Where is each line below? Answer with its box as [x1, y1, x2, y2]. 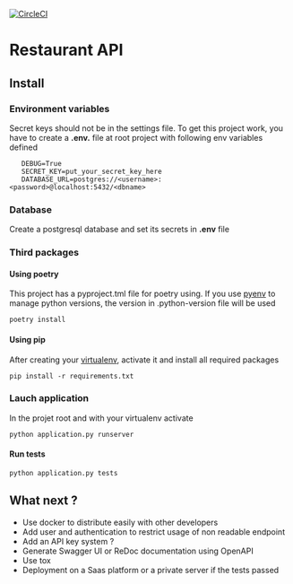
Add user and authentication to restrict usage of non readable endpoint [22, 526, 285, 537]
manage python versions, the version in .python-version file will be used [9, 298, 276, 309]
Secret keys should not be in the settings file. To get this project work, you [9, 122, 284, 134]
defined [9, 142, 39, 153]
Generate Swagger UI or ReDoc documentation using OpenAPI [22, 545, 254, 556]
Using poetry [9, 268, 59, 279]
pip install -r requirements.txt [9, 371, 134, 380]
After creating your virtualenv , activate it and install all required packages [9, 354, 280, 365]
